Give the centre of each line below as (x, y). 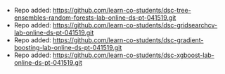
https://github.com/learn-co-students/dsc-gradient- (128, 40)
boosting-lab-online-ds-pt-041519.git (68, 48)
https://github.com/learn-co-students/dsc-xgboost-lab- (133, 55)
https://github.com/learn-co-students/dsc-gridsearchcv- (135, 25)
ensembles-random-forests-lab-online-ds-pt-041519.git (95, 18)
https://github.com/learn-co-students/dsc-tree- (122, 10)
